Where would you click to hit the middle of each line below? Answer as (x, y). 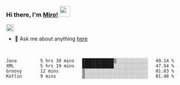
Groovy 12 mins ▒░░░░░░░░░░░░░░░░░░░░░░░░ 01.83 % (90, 71)
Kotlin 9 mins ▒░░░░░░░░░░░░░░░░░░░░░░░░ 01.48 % (90, 76)
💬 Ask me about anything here (51, 39)
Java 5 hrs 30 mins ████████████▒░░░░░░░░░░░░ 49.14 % (90, 61)
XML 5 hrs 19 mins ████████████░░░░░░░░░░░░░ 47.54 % (90, 66)
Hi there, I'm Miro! (32, 15)
